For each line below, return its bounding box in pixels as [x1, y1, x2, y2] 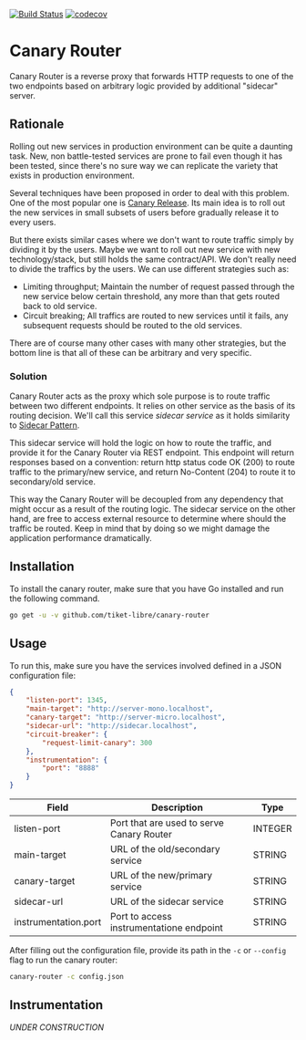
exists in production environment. [9, 170, 135, 181]
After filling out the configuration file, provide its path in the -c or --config [9, 945, 287, 956]
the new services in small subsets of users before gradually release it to [9, 206, 280, 218]
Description [151, 801, 203, 814]
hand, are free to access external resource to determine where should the [9, 514, 287, 525]
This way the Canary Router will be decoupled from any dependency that [9, 494, 284, 505]
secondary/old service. [9, 476, 97, 487]
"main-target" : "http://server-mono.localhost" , [25, 704, 214, 713]
